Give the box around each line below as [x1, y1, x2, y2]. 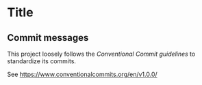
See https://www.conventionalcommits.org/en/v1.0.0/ [7, 70, 157, 78]
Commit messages [7, 32, 89, 44]
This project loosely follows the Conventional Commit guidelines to [7, 50, 196, 58]
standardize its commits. [7, 57, 77, 65]
